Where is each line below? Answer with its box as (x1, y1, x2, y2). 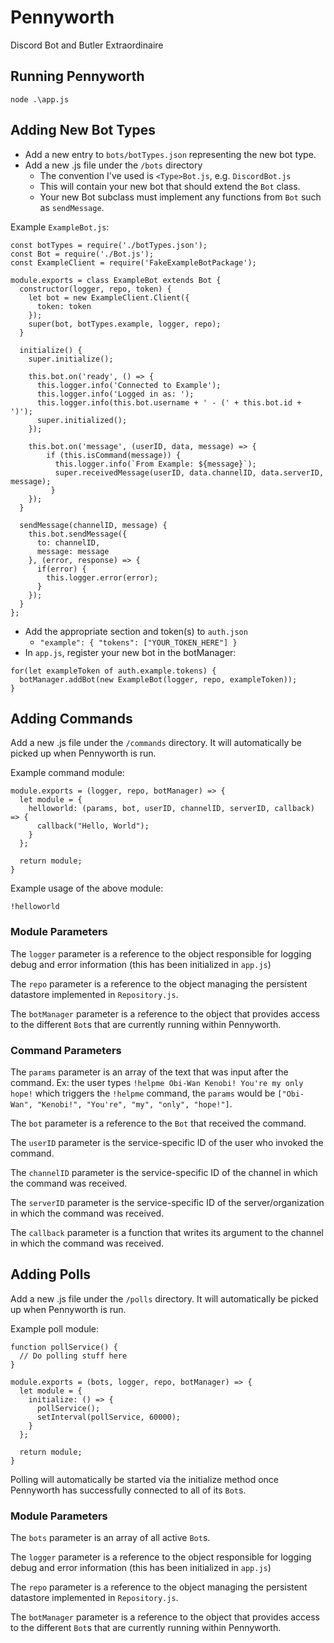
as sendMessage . (39, 201, 105, 213)
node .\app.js (10, 94, 70, 105)
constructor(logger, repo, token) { (19, 284, 172, 294)
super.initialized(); (36, 415, 128, 425)
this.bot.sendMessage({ (28, 529, 128, 539)
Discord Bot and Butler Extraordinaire (10, 39, 164, 51)
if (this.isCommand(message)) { (46, 450, 182, 460)
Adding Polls (10, 1266, 92, 1283)
